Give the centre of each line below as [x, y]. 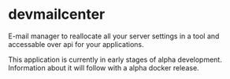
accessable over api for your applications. [76, 44]
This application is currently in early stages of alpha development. [115, 59]
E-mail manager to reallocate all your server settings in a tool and [114, 36]
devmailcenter [57, 14]
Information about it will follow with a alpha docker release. [104, 67]
